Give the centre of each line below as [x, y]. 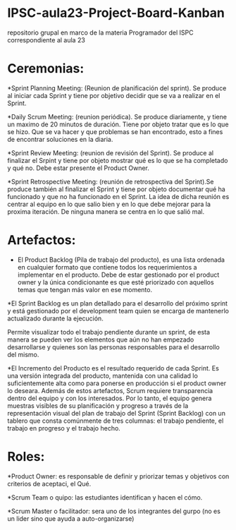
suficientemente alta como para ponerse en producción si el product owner [117, 383]
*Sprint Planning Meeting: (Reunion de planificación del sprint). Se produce [117, 88]
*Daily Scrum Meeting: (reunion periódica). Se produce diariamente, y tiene [117, 116]
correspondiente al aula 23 [46, 40]
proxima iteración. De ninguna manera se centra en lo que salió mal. [106, 211]
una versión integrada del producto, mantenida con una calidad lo [103, 375]
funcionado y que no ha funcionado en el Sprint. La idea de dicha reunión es [118, 196]
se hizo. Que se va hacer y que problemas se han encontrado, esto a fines [115, 131]
